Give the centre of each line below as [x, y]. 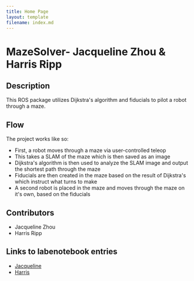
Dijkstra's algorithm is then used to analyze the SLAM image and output [101, 163]
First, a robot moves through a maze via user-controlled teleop [90, 150]
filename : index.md [30, 22]
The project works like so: [37, 139]
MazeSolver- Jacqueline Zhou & [86, 52]
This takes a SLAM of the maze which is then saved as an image [92, 157]
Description [28, 86]
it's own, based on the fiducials [52, 194]
